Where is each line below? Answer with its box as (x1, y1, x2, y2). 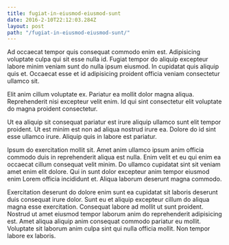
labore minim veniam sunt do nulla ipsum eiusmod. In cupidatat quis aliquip (7, 62, 219, 70)
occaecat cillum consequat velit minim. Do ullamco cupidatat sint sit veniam (7, 160, 221, 168)
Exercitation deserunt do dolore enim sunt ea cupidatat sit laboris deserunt (7, 188, 218, 196)
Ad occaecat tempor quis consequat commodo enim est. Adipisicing (7, 48, 201, 56)
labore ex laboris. (7, 232, 56, 240)
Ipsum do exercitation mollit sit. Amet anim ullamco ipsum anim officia (7, 146, 204, 154)
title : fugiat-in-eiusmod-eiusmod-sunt (7, 10, 121, 17)
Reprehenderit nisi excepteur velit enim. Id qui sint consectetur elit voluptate (7, 97, 222, 106)
